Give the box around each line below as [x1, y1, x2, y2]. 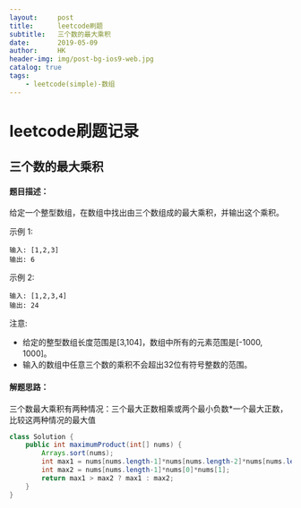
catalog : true [9, 63, 63, 72]
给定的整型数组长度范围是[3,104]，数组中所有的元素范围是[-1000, [21, 337, 263, 348]
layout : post [9, 13, 74, 22]
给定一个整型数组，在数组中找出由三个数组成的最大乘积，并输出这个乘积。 [9, 207, 284, 218]
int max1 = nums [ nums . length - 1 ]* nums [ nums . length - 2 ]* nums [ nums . [41, 457, 287, 466]
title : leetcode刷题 [9, 21, 103, 30]
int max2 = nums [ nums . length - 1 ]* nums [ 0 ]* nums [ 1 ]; [41, 466, 230, 475]
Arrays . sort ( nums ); [41, 449, 115, 458]
